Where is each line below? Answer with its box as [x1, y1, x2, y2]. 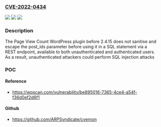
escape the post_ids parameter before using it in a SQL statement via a [5, 43, 147, 49]
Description [5, 27, 34, 34]
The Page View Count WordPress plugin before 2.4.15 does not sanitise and [5, 38, 157, 44]
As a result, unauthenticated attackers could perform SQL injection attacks [5, 54, 155, 60]
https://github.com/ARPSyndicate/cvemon [12, 116, 97, 122]
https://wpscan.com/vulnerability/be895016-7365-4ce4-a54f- [12, 89, 138, 95]
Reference [5, 78, 27, 84]
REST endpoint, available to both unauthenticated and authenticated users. [5, 49, 155, 55]
